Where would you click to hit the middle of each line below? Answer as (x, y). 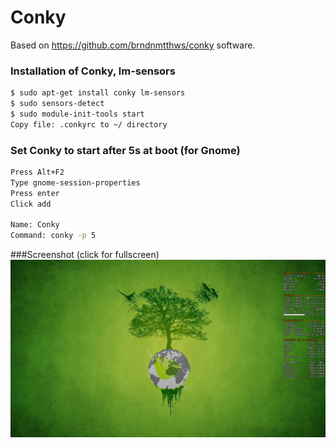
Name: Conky (35, 225)
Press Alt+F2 (37, 172)
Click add (31, 204)
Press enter (35, 193)
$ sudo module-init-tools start (77, 114)
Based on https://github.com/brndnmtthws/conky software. (133, 45)
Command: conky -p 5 (53, 236)
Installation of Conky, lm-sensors (93, 71)
